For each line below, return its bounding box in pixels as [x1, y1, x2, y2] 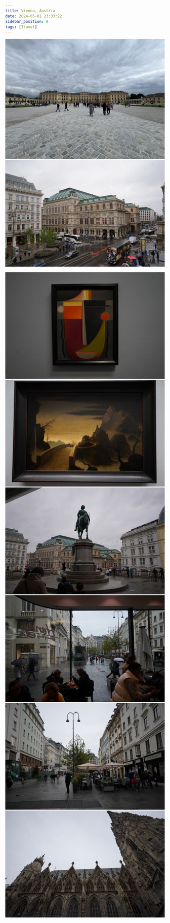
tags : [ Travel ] [5, 24, 37, 29]
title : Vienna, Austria [5, 8, 56, 13]
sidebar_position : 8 [5, 19, 49, 24]
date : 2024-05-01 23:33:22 [5, 13, 62, 19]
